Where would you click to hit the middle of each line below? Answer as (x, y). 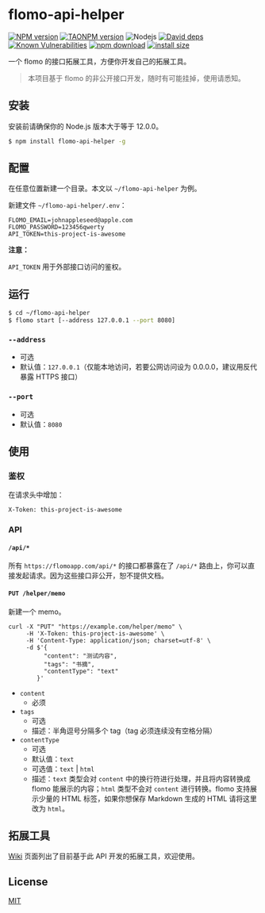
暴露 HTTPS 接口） (51, 377)
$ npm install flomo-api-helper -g (67, 141)
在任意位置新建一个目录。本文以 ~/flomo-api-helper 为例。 (105, 189)
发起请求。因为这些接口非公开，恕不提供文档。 (91, 576)
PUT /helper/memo (37, 593)
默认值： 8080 (41, 424)
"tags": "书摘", (69, 664)
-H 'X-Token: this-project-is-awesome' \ (95, 633)
